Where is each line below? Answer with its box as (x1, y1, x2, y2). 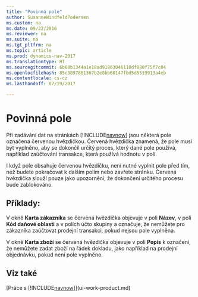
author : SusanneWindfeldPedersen (6, 14, 89, 20)
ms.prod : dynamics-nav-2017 (6, 53, 76, 59)
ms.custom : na (6, 20, 42, 26)
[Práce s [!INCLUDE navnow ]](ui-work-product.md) (6, 284, 131, 291)
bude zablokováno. (6, 181, 54, 188)
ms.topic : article (6, 48, 52, 54)
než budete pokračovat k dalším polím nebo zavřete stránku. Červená (6, 168, 177, 175)
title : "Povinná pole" (6, 8, 62, 15)
